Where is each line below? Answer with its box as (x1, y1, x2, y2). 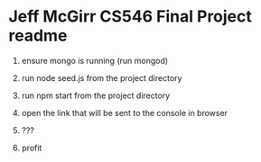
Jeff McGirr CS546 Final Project (8, 6, 252, 27)
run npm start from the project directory (21, 90, 171, 101)
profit (21, 142, 42, 153)
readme (8, 25, 68, 46)
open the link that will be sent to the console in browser (21, 107, 228, 118)
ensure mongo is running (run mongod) (21, 55, 169, 66)
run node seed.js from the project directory (21, 72, 182, 83)
